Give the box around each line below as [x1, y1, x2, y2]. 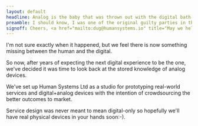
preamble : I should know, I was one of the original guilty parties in [6, 20, 186, 25]
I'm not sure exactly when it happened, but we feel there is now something [6, 41, 187, 49]
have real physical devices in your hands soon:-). [6, 114, 126, 121]
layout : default [6, 8, 46, 15]
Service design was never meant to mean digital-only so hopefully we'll [6, 107, 180, 114]
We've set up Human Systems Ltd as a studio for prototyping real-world [6, 83, 181, 91]
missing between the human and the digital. [6, 48, 113, 55]
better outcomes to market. [6, 96, 72, 103]
